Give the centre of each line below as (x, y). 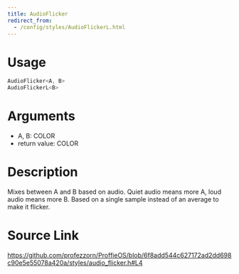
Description (43, 172)
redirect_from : (30, 21)
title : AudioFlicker (38, 14)
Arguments (42, 116)
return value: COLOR (48, 143)
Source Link (43, 236)
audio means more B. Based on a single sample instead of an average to (113, 199)
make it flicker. (29, 207)
